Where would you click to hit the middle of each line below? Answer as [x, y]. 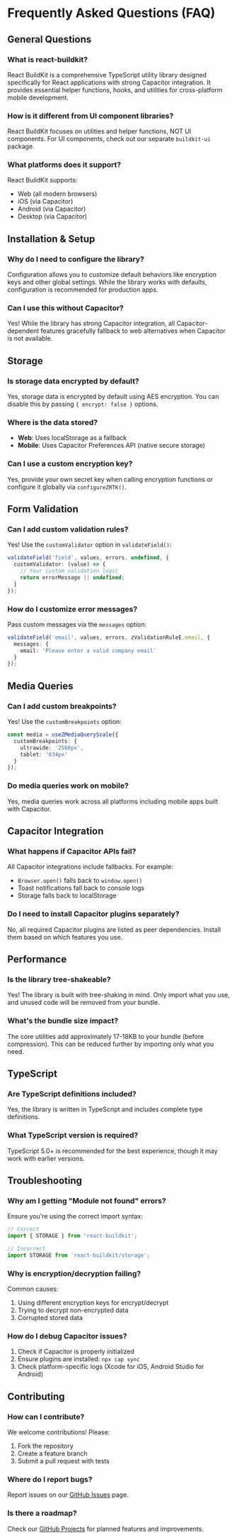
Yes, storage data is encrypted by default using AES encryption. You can [113, 397]
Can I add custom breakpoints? [62, 706]
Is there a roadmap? [42, 1513]
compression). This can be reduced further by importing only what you [111, 1044]
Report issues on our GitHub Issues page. [68, 1495]
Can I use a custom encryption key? [70, 464]
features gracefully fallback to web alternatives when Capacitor [133, 331]
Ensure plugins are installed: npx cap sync [79, 1359]
